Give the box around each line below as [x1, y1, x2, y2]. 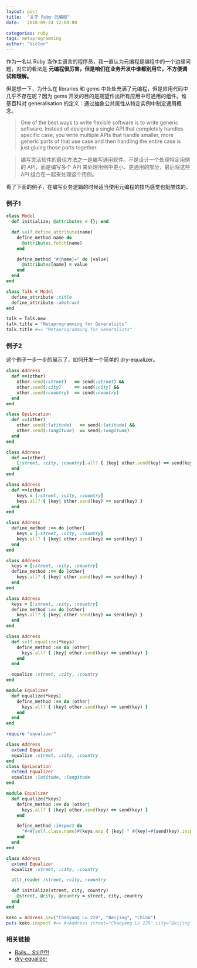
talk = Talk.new [6, 316, 46, 322]
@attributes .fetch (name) [21, 240, 83, 246]
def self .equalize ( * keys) [11, 639, 75, 645]
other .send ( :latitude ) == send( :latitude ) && [16, 422, 135, 428]
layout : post [6, 8, 38, 15]
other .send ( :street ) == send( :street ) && [16, 379, 125, 385]
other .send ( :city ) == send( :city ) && [16, 384, 119, 390]
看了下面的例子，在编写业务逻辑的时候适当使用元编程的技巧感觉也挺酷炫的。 [6, 183, 191, 190]
